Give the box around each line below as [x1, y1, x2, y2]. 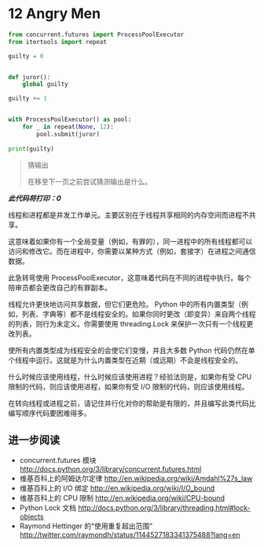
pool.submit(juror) [36, 130, 101, 138]
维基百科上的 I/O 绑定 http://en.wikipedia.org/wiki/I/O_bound [19, 483, 215, 493]
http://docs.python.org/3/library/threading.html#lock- [78, 503, 251, 512]
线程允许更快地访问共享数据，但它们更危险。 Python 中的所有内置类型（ [8, 299, 242, 308]
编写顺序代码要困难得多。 [8, 408, 91, 418]
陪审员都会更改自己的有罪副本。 [8, 283, 112, 292]
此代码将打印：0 [8, 193, 61, 202]
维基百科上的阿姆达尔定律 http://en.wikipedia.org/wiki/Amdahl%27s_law [19, 474, 253, 483]
